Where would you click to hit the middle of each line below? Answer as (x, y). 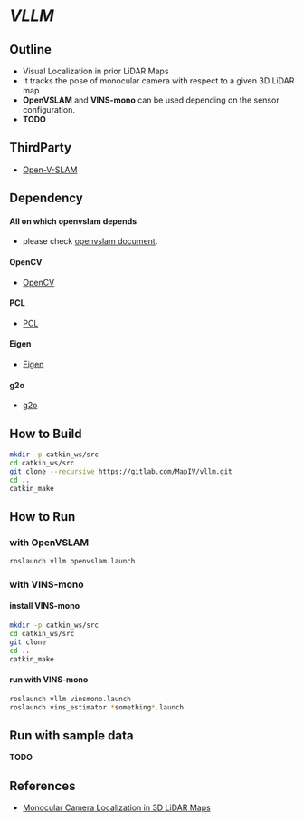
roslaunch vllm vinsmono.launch (70, 699)
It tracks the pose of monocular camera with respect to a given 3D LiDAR (158, 81)
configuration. (48, 109)
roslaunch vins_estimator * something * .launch (96, 707)
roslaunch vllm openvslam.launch (72, 562)
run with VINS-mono (49, 680)
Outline (30, 49)
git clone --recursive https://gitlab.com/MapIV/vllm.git (121, 471)
